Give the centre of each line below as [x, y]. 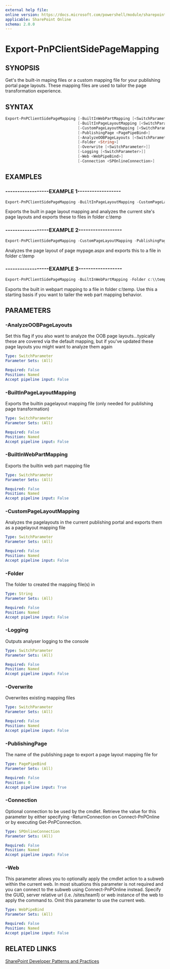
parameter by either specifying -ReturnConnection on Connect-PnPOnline [82, 817]
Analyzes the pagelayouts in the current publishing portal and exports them [84, 522]
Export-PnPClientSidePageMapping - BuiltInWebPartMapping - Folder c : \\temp [86, 279]
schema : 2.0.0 [20, 24]
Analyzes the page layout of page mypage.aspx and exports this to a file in [83, 250]
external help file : [27, 10]
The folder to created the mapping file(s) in [50, 585]
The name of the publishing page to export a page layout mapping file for [81, 755]
